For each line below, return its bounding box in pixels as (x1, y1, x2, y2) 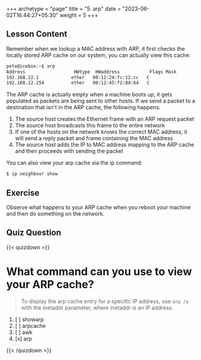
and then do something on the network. (6, 210, 104, 217)
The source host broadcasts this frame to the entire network (14, 122, 165, 129)
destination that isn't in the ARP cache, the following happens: (6, 104, 161, 111)
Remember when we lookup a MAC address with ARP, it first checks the (6, 45, 185, 52)
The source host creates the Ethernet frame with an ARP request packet (14, 115, 194, 123)
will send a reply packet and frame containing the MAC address (14, 135, 173, 142)
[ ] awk (14, 329, 33, 336)
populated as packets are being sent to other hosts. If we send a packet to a (6, 97, 196, 104)
